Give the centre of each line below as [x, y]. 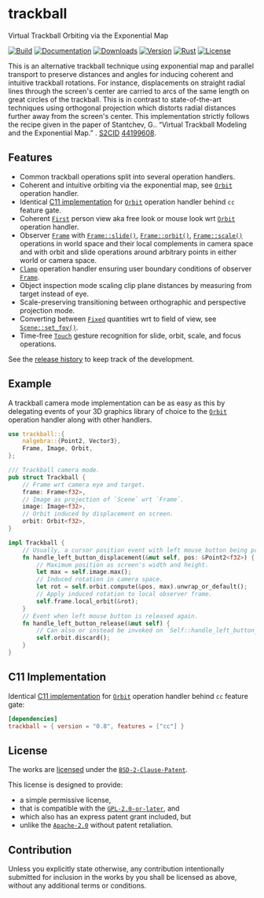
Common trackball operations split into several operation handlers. [127, 176]
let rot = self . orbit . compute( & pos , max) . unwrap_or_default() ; [142, 587]
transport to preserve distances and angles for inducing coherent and [121, 74]
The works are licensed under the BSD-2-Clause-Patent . [98, 770]
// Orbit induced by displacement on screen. [98, 514]
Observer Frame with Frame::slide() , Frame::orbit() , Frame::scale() [131, 235]
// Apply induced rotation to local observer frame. [125, 594]
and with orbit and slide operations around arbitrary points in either [128, 252]
